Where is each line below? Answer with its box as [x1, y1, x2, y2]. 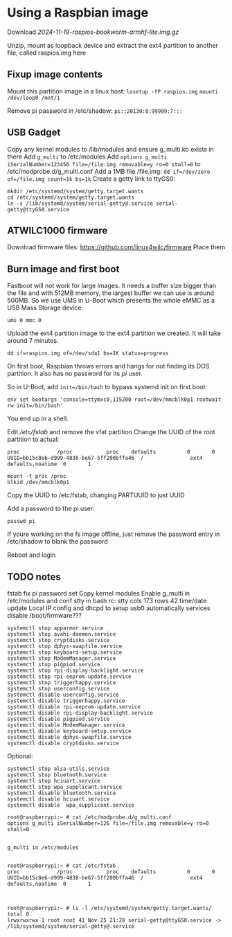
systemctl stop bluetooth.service [7, 771, 107, 778]
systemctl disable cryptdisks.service [7, 740, 119, 747]
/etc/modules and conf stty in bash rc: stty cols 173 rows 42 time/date [7, 597, 207, 605]
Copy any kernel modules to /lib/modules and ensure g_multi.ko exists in [7, 145, 215, 153]
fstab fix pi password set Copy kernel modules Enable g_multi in [7, 589, 190, 597]
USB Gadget [7, 127, 61, 139]
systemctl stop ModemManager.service [7, 655, 116, 662]
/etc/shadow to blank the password [7, 537, 109, 546]
